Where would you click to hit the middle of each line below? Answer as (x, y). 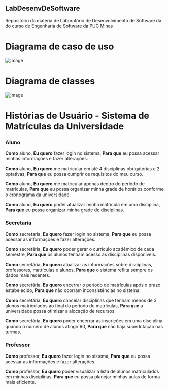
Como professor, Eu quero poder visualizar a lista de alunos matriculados (82, 371)
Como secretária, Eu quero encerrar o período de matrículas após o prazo (83, 285)
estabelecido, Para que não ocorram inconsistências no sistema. (73, 290)
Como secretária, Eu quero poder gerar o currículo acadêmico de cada (80, 249)
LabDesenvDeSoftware (43, 8)
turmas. (13, 332)
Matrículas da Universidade (65, 126)
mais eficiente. (21, 382)
